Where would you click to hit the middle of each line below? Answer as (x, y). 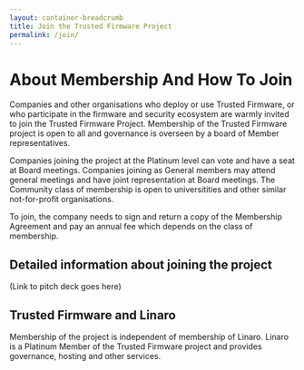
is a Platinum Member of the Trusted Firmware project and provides (136, 346)
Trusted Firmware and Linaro (93, 315)
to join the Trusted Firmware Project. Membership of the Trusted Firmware (148, 124)
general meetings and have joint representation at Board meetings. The (142, 180)
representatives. (40, 143)
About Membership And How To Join (151, 79)
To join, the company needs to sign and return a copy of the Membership (146, 217)
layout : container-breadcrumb (67, 18)
